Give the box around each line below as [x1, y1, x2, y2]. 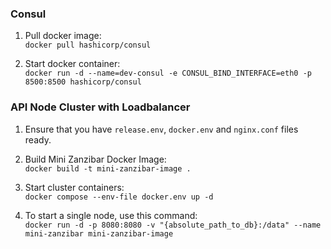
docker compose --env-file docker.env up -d [24, 192, 214, 202]
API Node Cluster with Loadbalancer [10, 100, 191, 114]
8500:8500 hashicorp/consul [24, 77, 142, 87]
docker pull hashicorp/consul [24, 40, 152, 51]
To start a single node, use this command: [24, 209, 198, 221]
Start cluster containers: [24, 181, 125, 193]
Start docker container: [24, 58, 121, 70]
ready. [24, 133, 52, 146]
